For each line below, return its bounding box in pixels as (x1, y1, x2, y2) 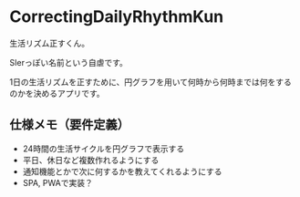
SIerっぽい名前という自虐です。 (9, 57, 128, 67)
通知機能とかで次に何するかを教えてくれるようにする (22, 166, 222, 177)
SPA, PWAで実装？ (22, 177, 93, 188)
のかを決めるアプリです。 (9, 88, 105, 98)
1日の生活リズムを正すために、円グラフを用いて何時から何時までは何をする (9, 76, 292, 88)
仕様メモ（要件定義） (9, 117, 129, 133)
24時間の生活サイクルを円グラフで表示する (22, 143, 185, 154)
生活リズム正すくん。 (9, 37, 89, 48)
